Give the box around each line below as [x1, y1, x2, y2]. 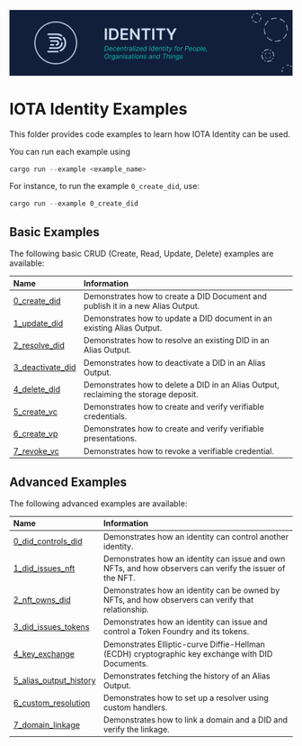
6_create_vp [13, 428, 58, 439]
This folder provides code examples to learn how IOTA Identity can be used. [9, 128, 290, 140]
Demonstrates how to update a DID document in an [84, 313, 272, 324]
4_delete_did [13, 384, 61, 395]
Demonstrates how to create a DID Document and [84, 290, 268, 302]
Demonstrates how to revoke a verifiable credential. [84, 445, 274, 456]
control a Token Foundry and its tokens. [102, 626, 250, 637]
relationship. [102, 605, 150, 615]
